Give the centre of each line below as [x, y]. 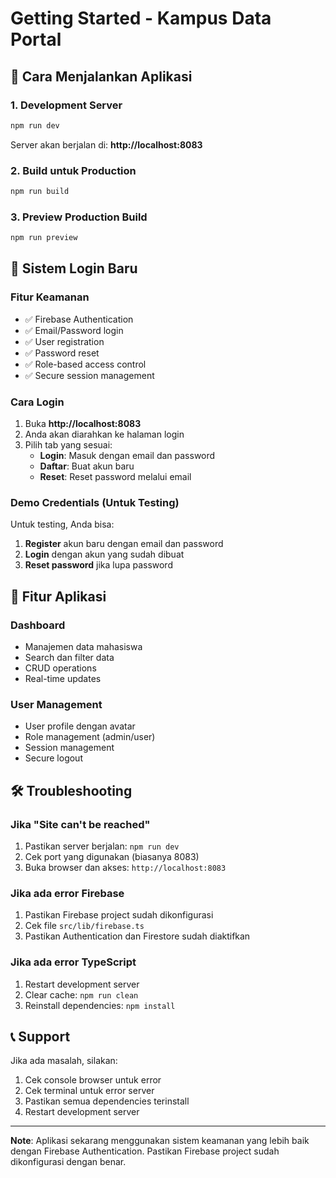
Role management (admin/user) [90, 737]
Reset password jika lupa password [98, 565]
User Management [56, 704]
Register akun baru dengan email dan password [124, 544]
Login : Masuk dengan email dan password [127, 456]
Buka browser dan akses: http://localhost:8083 [125, 868]
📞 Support [40, 1037]
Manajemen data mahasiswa [83, 647]
